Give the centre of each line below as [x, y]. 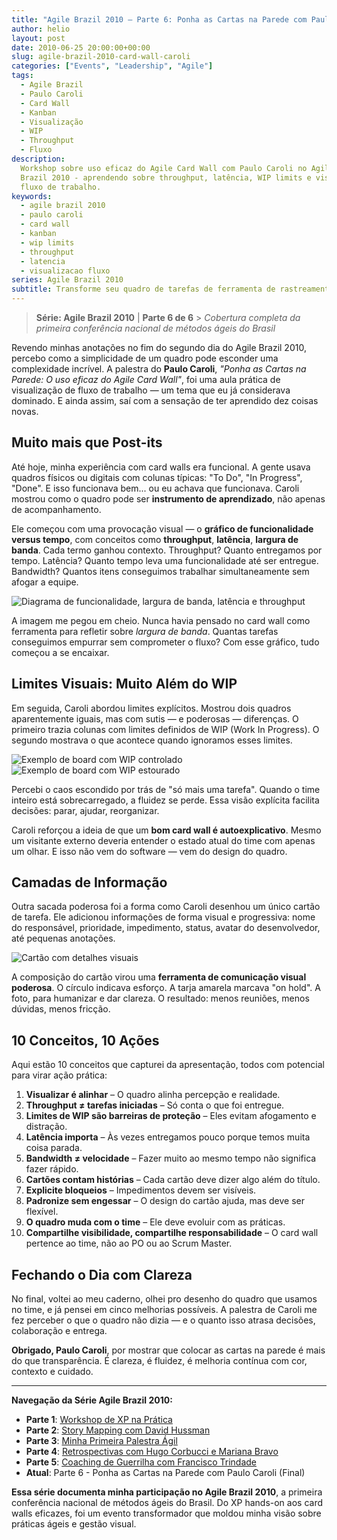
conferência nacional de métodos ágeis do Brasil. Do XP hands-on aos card [167, 1503]
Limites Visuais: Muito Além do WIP [124, 684]
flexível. [42, 1212]
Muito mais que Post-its [87, 442]
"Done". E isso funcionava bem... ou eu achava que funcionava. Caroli [155, 488]
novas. [25, 411]
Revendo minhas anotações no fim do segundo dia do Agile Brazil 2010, [159, 347]
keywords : [32, 196]
